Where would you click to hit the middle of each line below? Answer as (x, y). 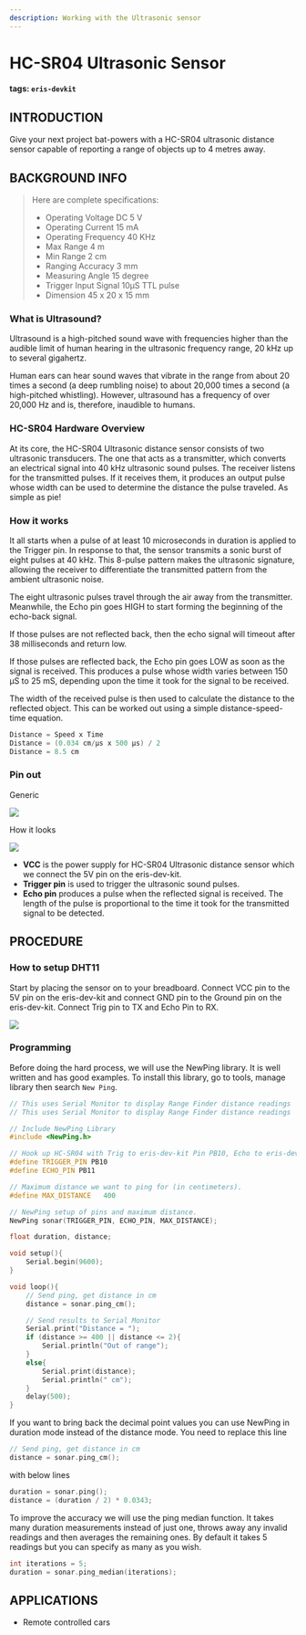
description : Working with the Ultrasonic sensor (106, 18)
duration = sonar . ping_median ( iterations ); (93, 1572)
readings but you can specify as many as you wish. (106, 1546)
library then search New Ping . (64, 1086)
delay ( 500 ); (48, 1397)
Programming (40, 1048)
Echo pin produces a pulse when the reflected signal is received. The (153, 893)
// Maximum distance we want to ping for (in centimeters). (126, 1187)
